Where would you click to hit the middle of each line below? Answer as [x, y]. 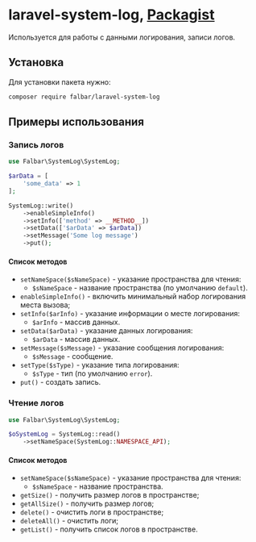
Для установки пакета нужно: [60, 81]
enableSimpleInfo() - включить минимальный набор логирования [133, 297]
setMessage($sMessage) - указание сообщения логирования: [122, 348]
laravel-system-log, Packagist [111, 15]
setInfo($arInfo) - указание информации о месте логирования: [130, 314]
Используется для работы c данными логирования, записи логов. [122, 37]
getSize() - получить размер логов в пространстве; [109, 495]
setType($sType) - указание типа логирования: [99, 365]
